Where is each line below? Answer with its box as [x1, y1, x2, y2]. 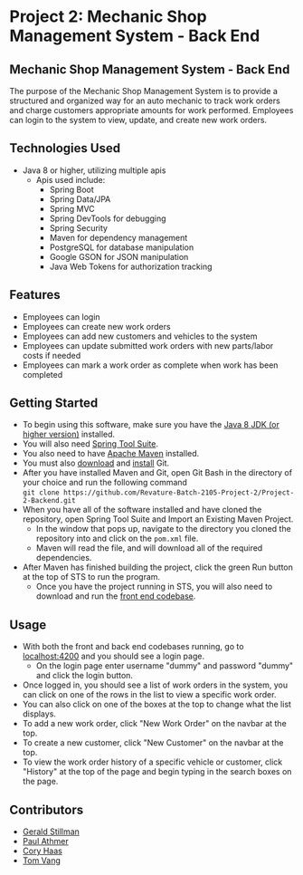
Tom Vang [22, 855, 62, 866]
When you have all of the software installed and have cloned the [22, 505, 262, 515]
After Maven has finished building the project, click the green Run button [22, 562, 294, 572]
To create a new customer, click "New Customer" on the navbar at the [22, 737, 284, 748]
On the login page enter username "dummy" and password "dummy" [35, 660, 294, 671]
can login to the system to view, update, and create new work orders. [9, 115, 268, 125]
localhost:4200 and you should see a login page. [22, 650, 205, 662]
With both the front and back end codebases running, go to [22, 641, 244, 652]
